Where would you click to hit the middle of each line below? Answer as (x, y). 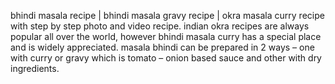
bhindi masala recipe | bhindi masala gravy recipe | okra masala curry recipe (167, 15)
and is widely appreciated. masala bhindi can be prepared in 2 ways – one (162, 47)
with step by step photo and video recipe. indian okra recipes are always (160, 26)
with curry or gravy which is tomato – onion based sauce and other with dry (166, 58)
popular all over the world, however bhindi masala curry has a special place (166, 36)
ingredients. (35, 68)
